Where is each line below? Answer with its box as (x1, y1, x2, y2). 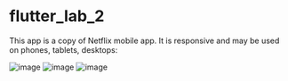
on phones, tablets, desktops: (9, 44, 118, 55)
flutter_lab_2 (9, 6, 105, 26)
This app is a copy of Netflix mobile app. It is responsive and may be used (9, 35, 280, 46)
